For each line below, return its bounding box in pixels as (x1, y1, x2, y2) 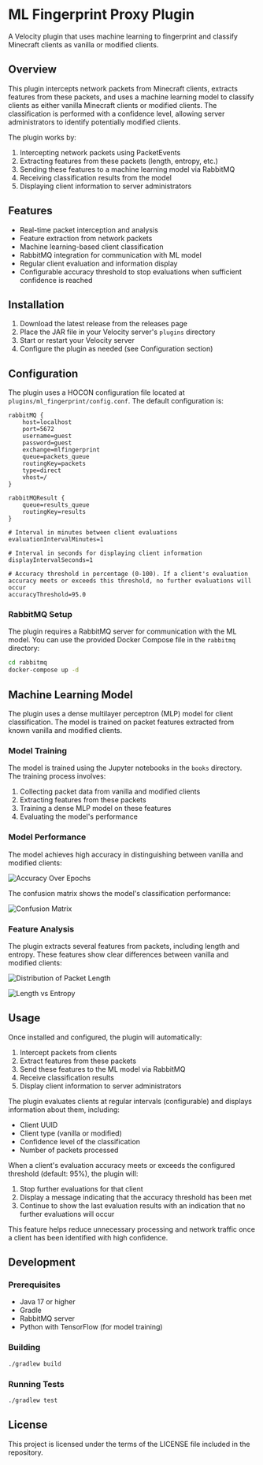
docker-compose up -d (8, 666, 80, 675)
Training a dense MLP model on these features (19, 804, 172, 813)
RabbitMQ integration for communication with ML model (19, 250, 202, 259)
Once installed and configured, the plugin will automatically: (8, 1032, 202, 1042)
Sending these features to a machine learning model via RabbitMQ (19, 164, 235, 174)
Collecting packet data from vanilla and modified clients (19, 786, 201, 797)
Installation (8, 298, 65, 311)
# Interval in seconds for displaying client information (8, 549, 202, 557)
